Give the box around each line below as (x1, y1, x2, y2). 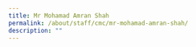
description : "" (8, 26, 63, 34)
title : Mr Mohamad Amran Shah (8, 11, 110, 20)
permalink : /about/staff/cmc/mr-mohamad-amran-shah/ (8, 19, 189, 27)
